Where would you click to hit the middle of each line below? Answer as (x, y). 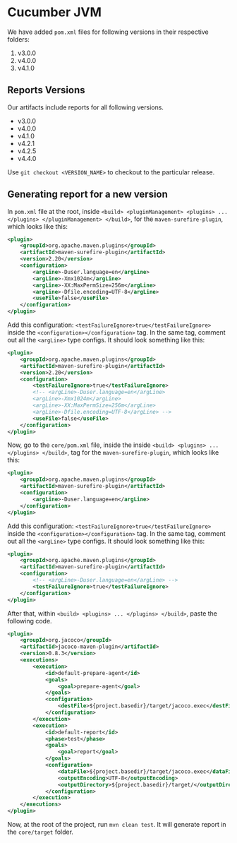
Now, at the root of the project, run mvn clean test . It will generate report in (117, 825)
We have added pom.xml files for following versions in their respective (108, 32)
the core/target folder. (41, 832)
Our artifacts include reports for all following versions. (86, 107)
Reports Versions (47, 90)
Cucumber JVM (55, 12)
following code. (30, 621)
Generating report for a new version (87, 195)
